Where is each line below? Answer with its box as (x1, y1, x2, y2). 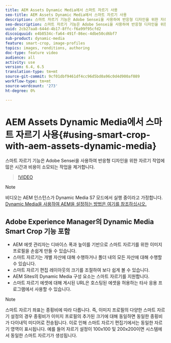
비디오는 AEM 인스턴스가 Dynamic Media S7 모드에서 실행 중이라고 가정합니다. (5, 194, 163, 201)
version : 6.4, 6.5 (5, 64, 44, 69)
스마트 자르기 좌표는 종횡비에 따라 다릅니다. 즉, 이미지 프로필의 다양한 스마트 (5, 307, 156, 313)
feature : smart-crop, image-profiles (5, 41, 85, 46)
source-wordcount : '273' (5, 83, 58, 88)
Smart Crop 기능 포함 (5, 227, 70, 235)
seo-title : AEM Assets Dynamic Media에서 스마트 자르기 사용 (5, 12, 127, 17)
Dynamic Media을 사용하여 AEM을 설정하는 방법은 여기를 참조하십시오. (5, 201, 147, 207)
